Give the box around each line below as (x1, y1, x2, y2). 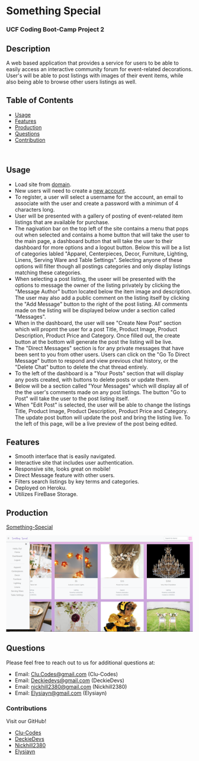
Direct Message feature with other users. (14, 472, 115, 479)
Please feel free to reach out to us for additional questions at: (6, 659, 156, 666)
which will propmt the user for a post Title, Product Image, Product (14, 325, 178, 332)
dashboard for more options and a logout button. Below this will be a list (14, 244, 191, 251)
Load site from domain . (14, 181, 72, 188)
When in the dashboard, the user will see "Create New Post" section (14, 319, 182, 327)
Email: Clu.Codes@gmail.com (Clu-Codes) (14, 670, 118, 677)
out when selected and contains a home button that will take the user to (14, 231, 190, 238)
